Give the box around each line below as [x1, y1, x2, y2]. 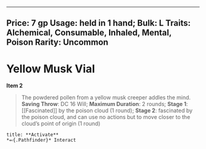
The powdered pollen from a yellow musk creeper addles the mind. [21, 94, 191, 101]
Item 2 [6, 82, 23, 90]
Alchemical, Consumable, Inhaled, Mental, [6, 28, 172, 38]
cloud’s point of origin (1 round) [21, 120, 101, 128]
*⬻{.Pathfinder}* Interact [6, 137, 77, 143]
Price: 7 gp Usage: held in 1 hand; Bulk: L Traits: [6, 18, 191, 28]
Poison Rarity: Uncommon [6, 37, 109, 48]
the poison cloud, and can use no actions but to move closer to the [21, 113, 191, 121]
